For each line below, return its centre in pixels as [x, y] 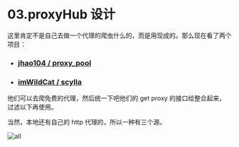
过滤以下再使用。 [32, 107]
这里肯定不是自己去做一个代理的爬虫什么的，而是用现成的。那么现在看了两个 [119, 35]
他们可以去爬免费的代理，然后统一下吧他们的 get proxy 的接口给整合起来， [117, 98]
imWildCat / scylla [49, 82]
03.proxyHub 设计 [62, 14]
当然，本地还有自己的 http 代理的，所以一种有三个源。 [86, 122]
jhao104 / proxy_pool [54, 63]
